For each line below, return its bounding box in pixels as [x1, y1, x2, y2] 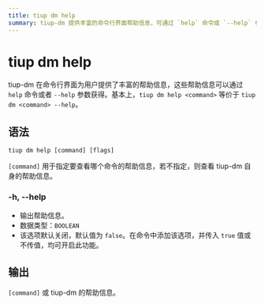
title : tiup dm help [8, 11, 77, 20]
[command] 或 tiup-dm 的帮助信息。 [8, 288, 121, 297]
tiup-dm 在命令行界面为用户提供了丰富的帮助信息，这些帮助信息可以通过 [8, 80, 244, 89]
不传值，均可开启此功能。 [19, 240, 103, 250]
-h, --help [8, 191, 47, 202]
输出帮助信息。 [19, 210, 69, 220]
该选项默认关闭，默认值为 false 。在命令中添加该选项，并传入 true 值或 [19, 230, 252, 239]
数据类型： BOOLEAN [19, 220, 80, 230]
